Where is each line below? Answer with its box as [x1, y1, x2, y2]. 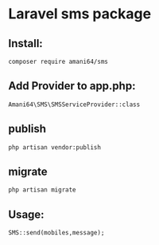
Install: [8, 37, 44, 50]
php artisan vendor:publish [8, 143, 102, 152]
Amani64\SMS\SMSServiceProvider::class [8, 101, 141, 109]
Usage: [8, 207, 45, 221]
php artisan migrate [8, 186, 77, 194]
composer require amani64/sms [8, 57, 109, 65]
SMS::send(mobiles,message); [8, 229, 105, 237]
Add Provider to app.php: [8, 79, 136, 93]
